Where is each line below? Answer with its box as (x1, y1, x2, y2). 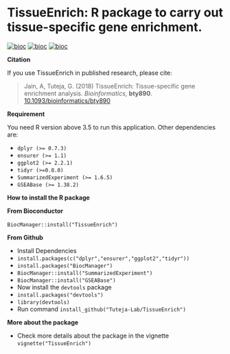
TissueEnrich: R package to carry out (7, 5, 223, 21)
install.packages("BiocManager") (16, 262, 113, 269)
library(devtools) (16, 298, 70, 306)
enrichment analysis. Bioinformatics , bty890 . (23, 89, 152, 97)
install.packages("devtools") (16, 292, 104, 298)
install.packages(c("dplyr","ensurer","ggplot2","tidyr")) (16, 255, 190, 262)
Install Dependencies (16, 246, 77, 255)
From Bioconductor (7, 206, 64, 215)
